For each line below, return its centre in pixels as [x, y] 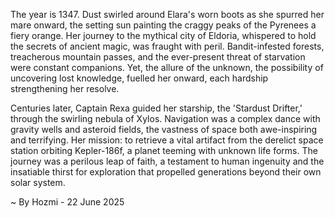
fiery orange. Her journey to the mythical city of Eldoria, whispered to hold [163, 35]
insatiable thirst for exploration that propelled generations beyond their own [166, 172]
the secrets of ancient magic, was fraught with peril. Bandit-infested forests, [167, 46]
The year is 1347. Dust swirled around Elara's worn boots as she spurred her [167, 14]
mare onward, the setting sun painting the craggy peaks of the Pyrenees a [163, 25]
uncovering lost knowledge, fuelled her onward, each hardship [139, 78]
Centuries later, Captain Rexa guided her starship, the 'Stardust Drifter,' [156, 108]
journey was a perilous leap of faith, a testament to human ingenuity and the [167, 161]
